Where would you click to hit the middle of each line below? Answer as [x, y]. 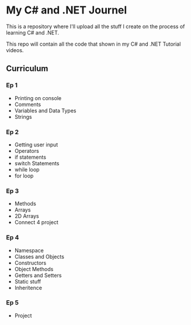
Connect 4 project [36, 223]
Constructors [30, 263]
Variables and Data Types [45, 110]
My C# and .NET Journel [67, 10]
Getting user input [36, 145]
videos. [15, 50]
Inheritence [28, 288]
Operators [27, 150]
